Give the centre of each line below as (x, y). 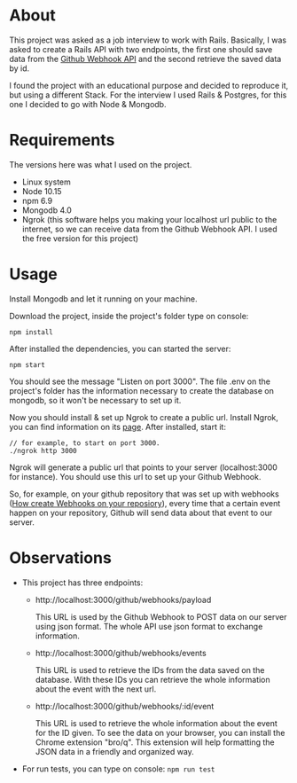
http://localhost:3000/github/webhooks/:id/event (125, 706)
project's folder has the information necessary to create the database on (142, 390)
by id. (20, 68)
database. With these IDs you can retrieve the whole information (152, 679)
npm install (31, 332)
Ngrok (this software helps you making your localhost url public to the (149, 219)
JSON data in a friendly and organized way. (115, 751)
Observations (61, 558)
